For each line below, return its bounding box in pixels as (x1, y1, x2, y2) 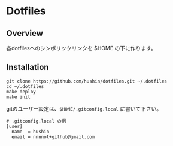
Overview (6, 28, 44, 38)
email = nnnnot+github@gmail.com (11, 133, 95, 140)
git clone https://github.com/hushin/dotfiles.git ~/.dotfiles (6, 78, 168, 84)
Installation (6, 62, 49, 72)
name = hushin (11, 129, 50, 135)
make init (6, 94, 31, 100)
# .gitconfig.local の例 (6, 118, 66, 124)
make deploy (6, 89, 36, 95)
